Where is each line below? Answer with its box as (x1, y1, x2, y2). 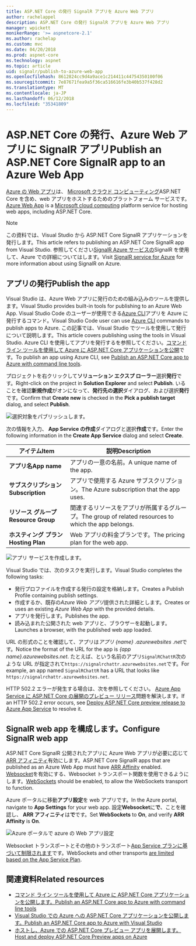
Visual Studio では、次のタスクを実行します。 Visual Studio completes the (6, 567, 183, 574)
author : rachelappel (6, 14, 57, 20)
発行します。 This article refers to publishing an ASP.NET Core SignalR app (6, 239, 185, 246)
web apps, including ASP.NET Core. (6, 208, 92, 215)
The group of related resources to (81, 513, 174, 521)
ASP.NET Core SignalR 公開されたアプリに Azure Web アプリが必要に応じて (6, 750, 188, 757)
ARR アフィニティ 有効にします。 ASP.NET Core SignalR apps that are (6, 757, 171, 764)
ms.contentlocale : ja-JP (6, 90, 66, 96)
